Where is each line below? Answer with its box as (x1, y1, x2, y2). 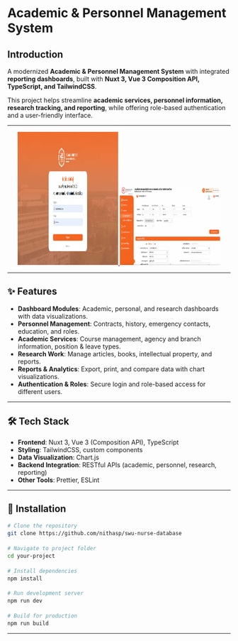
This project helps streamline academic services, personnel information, (7, 96, 223, 104)
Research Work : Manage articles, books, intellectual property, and (17, 349, 212, 358)
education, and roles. (17, 327, 80, 335)
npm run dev (7, 598, 42, 605)
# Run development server (7, 590, 84, 597)
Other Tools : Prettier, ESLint (17, 476, 100, 484)
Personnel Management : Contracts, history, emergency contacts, (17, 319, 211, 328)
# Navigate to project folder (7, 545, 97, 552)
